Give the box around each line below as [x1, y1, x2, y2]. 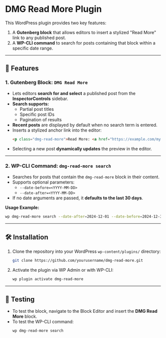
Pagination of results [19, 116, 62, 122]
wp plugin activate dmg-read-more [12, 277, 83, 282]
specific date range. [12, 45, 53, 51]
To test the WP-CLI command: [12, 319, 74, 325]
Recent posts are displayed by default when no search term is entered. [12, 122, 158, 128]
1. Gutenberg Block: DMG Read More [5, 79, 88, 86]
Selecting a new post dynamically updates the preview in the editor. [12, 145, 152, 151]
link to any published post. [12, 35, 66, 41]
